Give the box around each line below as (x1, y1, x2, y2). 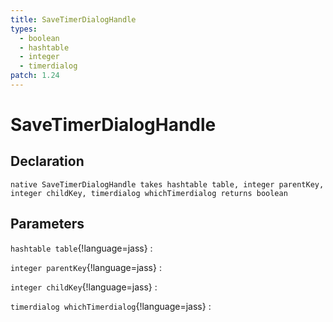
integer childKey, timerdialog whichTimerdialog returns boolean (10, 188, 288, 198)
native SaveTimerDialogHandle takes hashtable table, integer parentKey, (10, 179, 325, 190)
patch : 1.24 (10, 71, 60, 81)
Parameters (10, 216, 85, 233)
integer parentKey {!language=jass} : (10, 261, 162, 273)
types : (10, 24, 38, 34)
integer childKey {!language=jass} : (10, 281, 158, 293)
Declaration (10, 153, 85, 170)
